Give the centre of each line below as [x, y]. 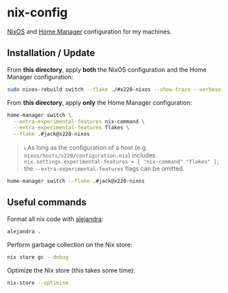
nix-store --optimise [38, 283]
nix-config [38, 13]
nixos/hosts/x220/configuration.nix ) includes [89, 155]
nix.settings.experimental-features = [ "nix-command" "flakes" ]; [122, 162]
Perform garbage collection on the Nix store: [70, 244]
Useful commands [47, 202]
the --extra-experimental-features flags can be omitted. [104, 168]
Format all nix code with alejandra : [55, 219]
